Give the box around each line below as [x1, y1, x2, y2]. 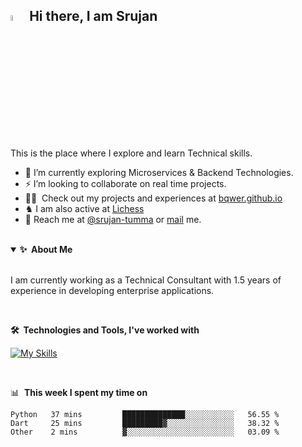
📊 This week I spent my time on [10, 387, 148, 399]
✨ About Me [19, 244, 73, 256]
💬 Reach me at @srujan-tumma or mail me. [24, 214, 202, 226]
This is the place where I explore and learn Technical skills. [10, 147, 253, 159]
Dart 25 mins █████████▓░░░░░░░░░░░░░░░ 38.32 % [10, 419, 280, 429]
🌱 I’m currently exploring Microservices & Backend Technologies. [24, 167, 294, 179]
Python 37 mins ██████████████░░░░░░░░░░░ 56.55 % [10, 410, 280, 420]
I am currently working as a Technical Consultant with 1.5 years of [10, 274, 282, 286]
